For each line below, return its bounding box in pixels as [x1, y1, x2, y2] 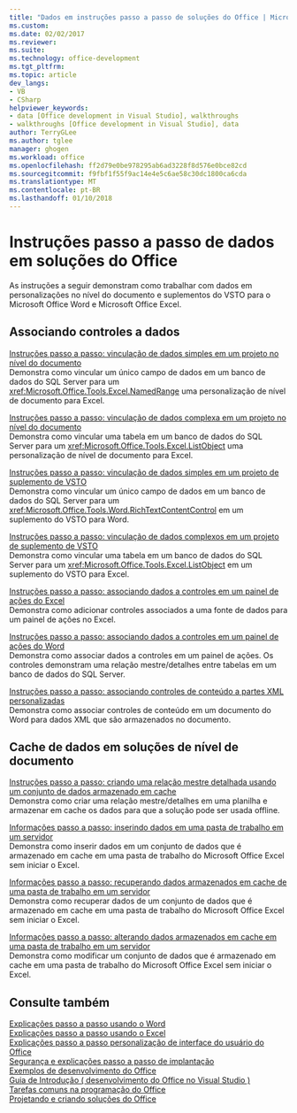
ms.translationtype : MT [9, 178, 97, 187]
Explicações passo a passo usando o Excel [9, 1028, 166, 1039]
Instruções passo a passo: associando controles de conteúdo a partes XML [9, 686, 285, 696]
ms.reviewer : [9, 37, 57, 47]
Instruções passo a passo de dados [9, 232, 275, 252]
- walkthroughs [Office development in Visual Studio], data [9, 120, 240, 129]
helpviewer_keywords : [9, 104, 89, 112]
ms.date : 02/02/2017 [9, 29, 86, 38]
